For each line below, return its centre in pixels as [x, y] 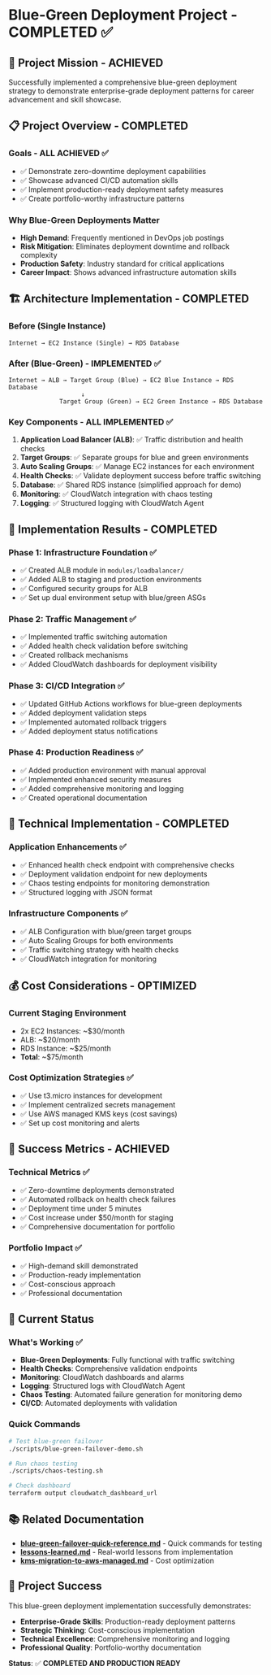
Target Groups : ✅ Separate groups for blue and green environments [134, 458]
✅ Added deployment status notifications [89, 731]
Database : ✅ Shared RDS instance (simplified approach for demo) [131, 485]
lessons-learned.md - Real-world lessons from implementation [127, 1551]
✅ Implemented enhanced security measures [96, 779]
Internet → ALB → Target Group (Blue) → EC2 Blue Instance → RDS [121, 380]
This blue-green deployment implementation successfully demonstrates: [130, 1605]
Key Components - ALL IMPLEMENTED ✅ [91, 422]
